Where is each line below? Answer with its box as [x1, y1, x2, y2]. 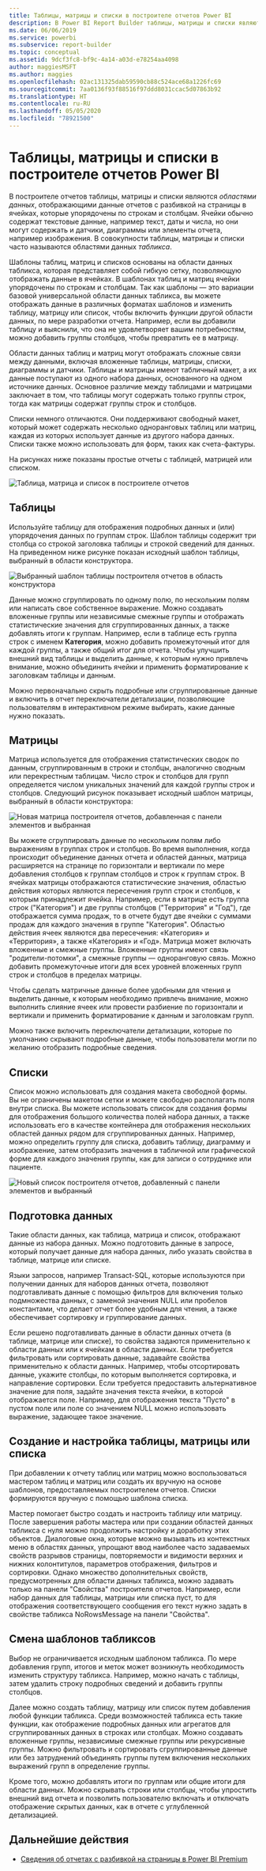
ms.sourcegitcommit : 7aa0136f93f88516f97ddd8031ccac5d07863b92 [9, 85, 222, 93]
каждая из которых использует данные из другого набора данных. [9, 430, 235, 440]
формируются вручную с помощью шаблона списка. [9, 1493, 189, 1502]
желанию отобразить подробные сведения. [9, 1043, 157, 1053]
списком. [9, 463, 40, 472]
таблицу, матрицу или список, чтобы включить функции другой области [9, 308, 253, 317]
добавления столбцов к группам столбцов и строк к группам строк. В [9, 869, 245, 879]
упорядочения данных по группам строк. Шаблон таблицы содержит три [9, 531, 257, 540]
